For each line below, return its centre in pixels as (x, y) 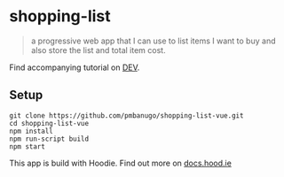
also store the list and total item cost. (98, 50)
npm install (31, 131)
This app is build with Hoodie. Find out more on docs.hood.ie (121, 163)
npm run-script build (49, 139)
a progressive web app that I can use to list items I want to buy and (153, 41)
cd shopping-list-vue (49, 123)
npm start (28, 146)
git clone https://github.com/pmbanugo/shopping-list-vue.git (126, 115)
